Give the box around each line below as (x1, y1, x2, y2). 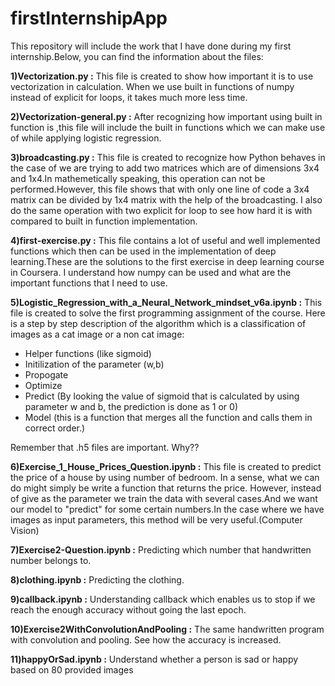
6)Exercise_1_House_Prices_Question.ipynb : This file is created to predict (10, 460, 322, 472)
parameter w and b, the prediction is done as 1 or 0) (24, 400, 239, 412)
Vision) (10, 524, 40, 536)
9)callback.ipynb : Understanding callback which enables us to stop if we (10, 593, 316, 605)
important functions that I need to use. (10, 277, 168, 289)
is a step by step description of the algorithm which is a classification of (10, 317, 307, 329)
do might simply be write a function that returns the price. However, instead (10, 482, 322, 494)
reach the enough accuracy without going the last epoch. (10, 603, 247, 616)
